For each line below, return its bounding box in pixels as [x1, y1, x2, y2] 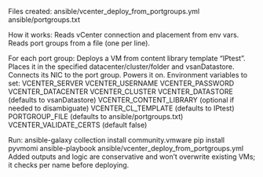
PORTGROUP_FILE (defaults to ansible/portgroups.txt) [8, 112, 184, 121]
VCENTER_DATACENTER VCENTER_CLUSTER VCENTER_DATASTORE [8, 87, 233, 96]
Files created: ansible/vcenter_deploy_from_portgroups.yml [8, 7, 200, 16]
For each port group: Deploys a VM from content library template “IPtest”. [8, 54, 246, 63]
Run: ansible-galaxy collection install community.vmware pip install [8, 135, 225, 144]
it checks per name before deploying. [8, 161, 130, 169]
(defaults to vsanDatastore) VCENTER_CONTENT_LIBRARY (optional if [8, 96, 235, 104]
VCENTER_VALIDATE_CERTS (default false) [8, 121, 148, 129]
